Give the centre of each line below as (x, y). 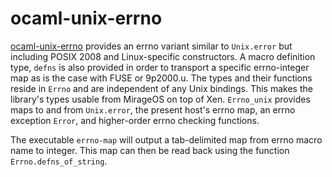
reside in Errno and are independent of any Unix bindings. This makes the (161, 88)
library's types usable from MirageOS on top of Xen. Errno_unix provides (160, 99)
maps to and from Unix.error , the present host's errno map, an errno (153, 109)
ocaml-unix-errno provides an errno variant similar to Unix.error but (151, 46)
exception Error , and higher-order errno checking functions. (135, 120)
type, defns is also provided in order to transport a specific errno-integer (160, 67)
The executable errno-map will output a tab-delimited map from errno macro (166, 139)
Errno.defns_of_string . (59, 161)
